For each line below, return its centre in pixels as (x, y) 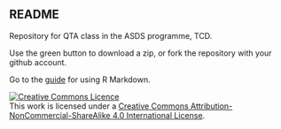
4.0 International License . (159, 115)
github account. (38, 62)
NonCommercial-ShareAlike (60, 115)
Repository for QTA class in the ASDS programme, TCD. (111, 35)
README (34, 15)
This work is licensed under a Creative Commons (99, 106)
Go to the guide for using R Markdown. (80, 80)
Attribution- (211, 106)
